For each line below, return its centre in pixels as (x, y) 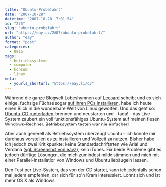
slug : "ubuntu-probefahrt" (33, 28)
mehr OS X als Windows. (30, 180)
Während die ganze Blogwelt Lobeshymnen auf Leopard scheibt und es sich (83, 98)
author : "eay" (20, 38)
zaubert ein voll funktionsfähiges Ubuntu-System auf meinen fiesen (90, 119)
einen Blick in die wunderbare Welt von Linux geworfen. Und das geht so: (80, 108)
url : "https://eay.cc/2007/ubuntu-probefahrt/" (55, 33)
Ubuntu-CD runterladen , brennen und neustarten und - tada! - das (73, 113)
